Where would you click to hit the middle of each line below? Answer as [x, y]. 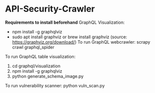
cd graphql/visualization [36, 66]
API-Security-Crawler [50, 9]
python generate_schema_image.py [48, 76]
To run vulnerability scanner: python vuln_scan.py [55, 85]
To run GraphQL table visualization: [40, 56]
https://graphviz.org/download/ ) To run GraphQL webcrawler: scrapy [81, 42]
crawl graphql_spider [33, 47]
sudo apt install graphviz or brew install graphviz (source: [69, 37]
